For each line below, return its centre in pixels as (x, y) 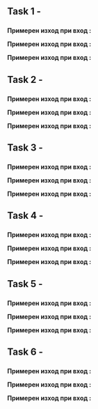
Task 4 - (25, 216)
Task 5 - (25, 284)
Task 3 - (25, 148)
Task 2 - (25, 79)
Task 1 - (24, 11)
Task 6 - (25, 352)
